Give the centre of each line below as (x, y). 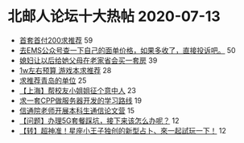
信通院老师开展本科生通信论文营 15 (77, 110)
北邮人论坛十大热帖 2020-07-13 (114, 16)
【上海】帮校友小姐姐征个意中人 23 (77, 90)
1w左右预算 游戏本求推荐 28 (65, 70)
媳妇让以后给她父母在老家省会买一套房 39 (88, 60)
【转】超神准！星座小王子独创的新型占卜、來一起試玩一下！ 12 (122, 130)
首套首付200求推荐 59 (56, 40)
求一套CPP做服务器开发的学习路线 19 (81, 100)
